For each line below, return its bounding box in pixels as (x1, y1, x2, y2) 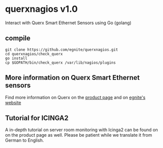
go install (5, 56, 28, 61)
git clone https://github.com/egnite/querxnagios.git (5, 47, 119, 52)
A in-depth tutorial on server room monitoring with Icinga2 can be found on (5, 127, 158, 133)
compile (5, 34, 31, 42)
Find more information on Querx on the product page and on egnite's (5, 94, 146, 100)
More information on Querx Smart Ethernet (5, 74, 140, 82)
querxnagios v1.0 (5, 3, 78, 15)
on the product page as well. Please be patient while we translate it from (5, 132, 152, 138)
